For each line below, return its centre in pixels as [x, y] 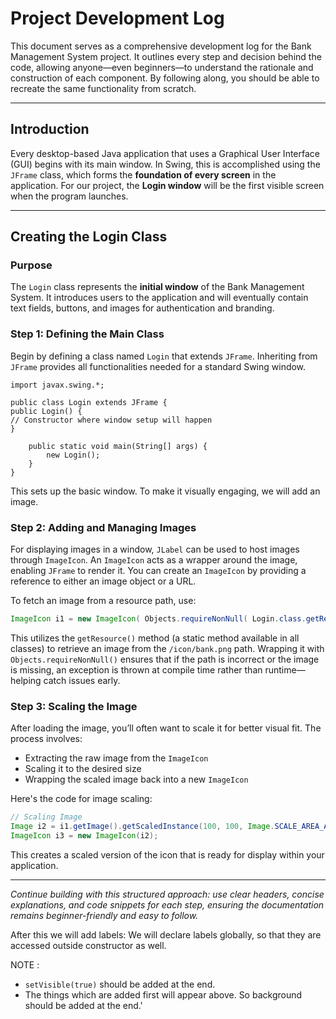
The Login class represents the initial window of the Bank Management [157, 287]
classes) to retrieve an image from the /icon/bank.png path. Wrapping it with [167, 648]
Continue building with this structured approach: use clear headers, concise [167, 894]
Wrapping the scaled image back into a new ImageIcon [136, 779]
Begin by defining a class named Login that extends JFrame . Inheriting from [164, 356]
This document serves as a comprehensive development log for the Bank [161, 46]
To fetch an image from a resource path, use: [103, 601]
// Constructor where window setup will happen [111, 420]
